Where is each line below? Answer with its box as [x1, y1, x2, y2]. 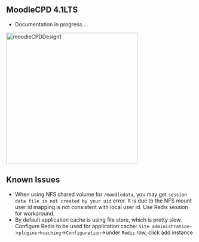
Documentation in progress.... [14, 20, 88, 28]
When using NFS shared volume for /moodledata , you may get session [14, 190, 187, 198]
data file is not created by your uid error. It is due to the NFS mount [14, 197, 192, 204]
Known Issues [6, 175, 60, 185]
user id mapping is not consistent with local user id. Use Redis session [14, 203, 188, 210]
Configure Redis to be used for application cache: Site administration [14, 222, 190, 229]
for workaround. [14, 210, 55, 217]
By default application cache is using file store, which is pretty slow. [14, 216, 182, 223]
